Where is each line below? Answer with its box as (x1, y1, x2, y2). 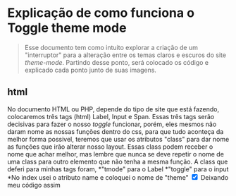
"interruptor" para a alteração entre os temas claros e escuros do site (24, 51, 227, 59)
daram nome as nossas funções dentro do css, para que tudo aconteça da (7, 127, 224, 135)
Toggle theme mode (7, 20, 127, 36)
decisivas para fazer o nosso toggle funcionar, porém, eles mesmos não (7, 120, 217, 128)
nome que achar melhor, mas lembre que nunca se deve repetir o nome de (7, 149, 224, 158)
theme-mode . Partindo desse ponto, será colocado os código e (24, 58, 209, 66)
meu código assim (7, 180, 61, 189)
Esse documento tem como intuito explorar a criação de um (24, 43, 199, 51)
